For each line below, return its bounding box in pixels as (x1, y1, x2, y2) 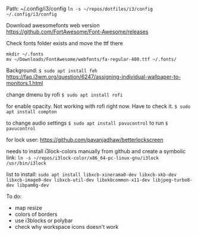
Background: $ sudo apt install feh (6, 67, 98, 74)
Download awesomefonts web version (6, 22, 100, 29)
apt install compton (6, 109, 58, 115)
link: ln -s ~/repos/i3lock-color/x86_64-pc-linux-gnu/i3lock (6, 154, 159, 161)
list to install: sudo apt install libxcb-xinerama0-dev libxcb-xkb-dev (6, 171, 177, 178)
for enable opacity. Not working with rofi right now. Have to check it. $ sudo (6, 103, 191, 110)
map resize (14, 204, 43, 211)
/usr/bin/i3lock (6, 160, 46, 166)
